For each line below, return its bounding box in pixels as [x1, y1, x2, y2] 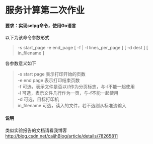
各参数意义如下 [5, 60, 36, 66]
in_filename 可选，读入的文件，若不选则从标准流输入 [17, 103, 127, 109]
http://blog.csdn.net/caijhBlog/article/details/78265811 [5, 133, 118, 139]
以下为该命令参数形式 [5, 35, 49, 41]
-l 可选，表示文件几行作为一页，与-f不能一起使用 [17, 90, 119, 96]
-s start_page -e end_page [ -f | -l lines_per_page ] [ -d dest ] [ [17, 45, 148, 51]
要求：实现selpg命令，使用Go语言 [5, 22, 76, 28]
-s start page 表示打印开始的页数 [17, 71, 86, 77]
